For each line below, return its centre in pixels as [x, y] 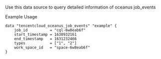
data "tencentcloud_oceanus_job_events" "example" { [61, 26]
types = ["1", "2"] [46, 43]
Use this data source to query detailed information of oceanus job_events [80, 7]
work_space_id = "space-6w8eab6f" [52, 48]
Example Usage [21, 17]
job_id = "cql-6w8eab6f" [50, 30]
